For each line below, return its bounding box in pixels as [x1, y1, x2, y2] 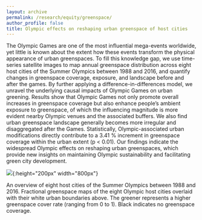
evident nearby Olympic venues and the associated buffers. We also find [6, 113, 187, 120]
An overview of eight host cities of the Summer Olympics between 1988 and [6, 181, 196, 189]
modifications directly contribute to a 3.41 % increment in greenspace [6, 132, 180, 139]
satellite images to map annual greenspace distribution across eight [22, 61, 192, 69]
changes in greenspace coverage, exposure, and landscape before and [6, 74, 184, 81]
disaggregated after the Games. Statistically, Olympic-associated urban [6, 125, 184, 133]
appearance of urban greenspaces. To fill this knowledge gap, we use [6, 55, 181, 62]
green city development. [6, 157, 68, 165]
